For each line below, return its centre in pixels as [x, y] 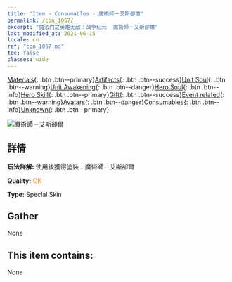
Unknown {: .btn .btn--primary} [65, 109]
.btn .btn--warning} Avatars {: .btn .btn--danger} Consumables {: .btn [104, 102]
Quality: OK [25, 181]
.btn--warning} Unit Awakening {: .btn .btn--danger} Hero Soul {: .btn [104, 87]
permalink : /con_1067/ [40, 20]
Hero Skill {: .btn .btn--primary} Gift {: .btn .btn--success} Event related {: [123, 94]
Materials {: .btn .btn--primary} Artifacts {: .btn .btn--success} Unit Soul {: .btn [117, 79]
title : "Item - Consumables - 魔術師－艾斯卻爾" [76, 14]
